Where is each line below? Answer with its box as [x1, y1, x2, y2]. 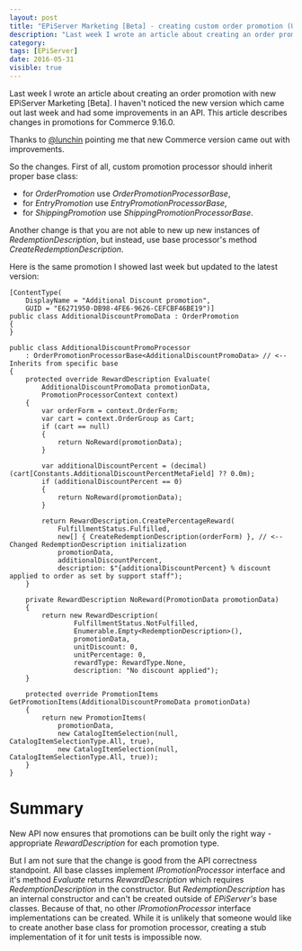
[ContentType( [9, 288, 63, 297]
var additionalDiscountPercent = [41, 461, 167, 471]
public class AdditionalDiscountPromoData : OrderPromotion [9, 311, 240, 320]
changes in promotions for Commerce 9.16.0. [9, 116, 175, 127]
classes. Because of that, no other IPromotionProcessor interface [9, 902, 252, 913]
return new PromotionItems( [41, 713, 147, 722]
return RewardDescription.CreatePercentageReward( [41, 516, 235, 525]
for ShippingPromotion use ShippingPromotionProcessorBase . [22, 207, 253, 218]
